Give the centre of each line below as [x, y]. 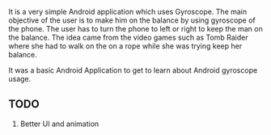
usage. [20, 79]
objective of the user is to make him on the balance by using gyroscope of [132, 20]
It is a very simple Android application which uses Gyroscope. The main [128, 12]
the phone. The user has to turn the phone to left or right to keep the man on [135, 29]
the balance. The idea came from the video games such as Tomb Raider [128, 37]
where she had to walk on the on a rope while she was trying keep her [125, 46]
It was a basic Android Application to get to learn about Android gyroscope [133, 70]
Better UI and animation [59, 124]
